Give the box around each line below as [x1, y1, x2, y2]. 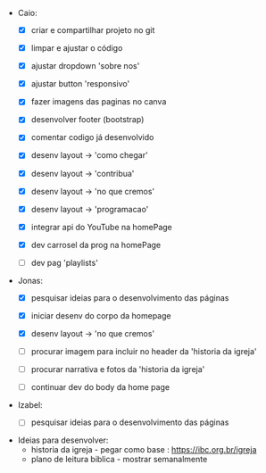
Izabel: [17, 400, 43, 411]
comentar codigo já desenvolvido [30, 132, 154, 143]
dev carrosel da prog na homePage [30, 239, 162, 250]
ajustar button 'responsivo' [30, 79, 130, 89]
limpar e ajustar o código [30, 43, 123, 54]
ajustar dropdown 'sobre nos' [30, 61, 140, 71]
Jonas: [17, 275, 43, 286]
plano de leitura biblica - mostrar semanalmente [30, 454, 208, 465]
